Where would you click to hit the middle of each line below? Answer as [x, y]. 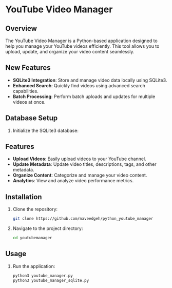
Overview [21, 28]
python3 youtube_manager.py [43, 276]
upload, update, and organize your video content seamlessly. [70, 52]
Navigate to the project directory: [48, 228]
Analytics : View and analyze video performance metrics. [73, 181]
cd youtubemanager [32, 238]
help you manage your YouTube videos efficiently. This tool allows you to [82, 46]
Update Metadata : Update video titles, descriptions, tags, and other [84, 164]
